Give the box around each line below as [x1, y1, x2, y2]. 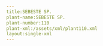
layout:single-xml [6, 31, 52, 37]
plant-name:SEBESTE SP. [6, 14, 66, 20]
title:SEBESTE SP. [6, 8, 52, 15]
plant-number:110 [6, 20, 50, 26]
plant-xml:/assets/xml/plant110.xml [6, 25, 98, 32]
